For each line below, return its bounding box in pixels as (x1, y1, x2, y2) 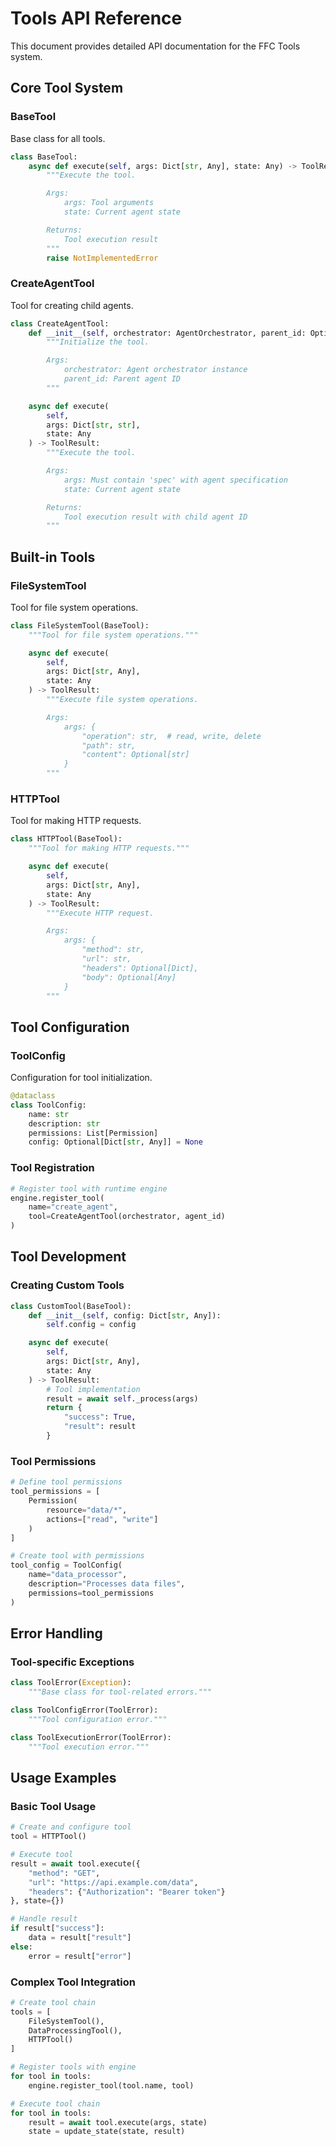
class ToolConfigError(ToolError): (10, 1705, 159, 1716)
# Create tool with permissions (10, 1551, 145, 1561)
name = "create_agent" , (28, 1202, 118, 1212)
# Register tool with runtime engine (10, 1183, 168, 1194)
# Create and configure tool (10, 1822, 132, 1832)
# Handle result (10, 1914, 78, 1924)
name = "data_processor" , (28, 1570, 128, 1580)
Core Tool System (10, 80, 124, 97)
